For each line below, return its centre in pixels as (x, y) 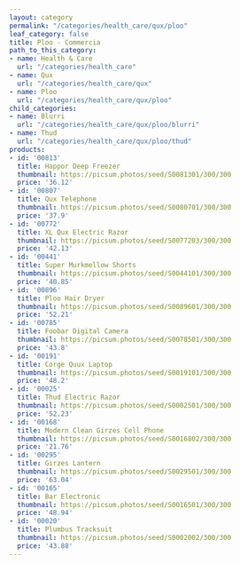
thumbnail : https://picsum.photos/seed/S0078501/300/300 (124, 339)
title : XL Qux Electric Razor (73, 232)
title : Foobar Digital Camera (73, 331)
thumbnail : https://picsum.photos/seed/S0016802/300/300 (124, 439)
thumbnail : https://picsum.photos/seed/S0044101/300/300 (124, 274)
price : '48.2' (43, 381)
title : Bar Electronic (59, 496)
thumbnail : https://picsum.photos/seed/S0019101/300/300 (124, 373)
